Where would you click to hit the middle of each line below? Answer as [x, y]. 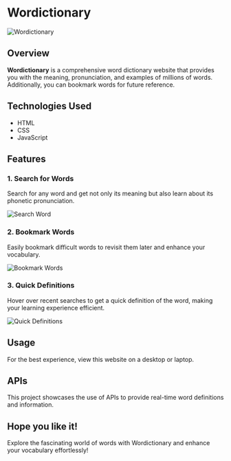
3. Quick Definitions [41, 286]
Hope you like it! [42, 426]
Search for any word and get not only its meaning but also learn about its [110, 193]
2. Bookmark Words [41, 232]
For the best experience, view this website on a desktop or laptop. [101, 359]
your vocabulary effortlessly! [48, 450]
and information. [30, 405]
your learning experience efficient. [56, 308]
